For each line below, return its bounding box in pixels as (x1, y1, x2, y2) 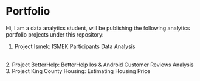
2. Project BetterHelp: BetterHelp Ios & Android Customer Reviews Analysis (5, 61, 194, 68)
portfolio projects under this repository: (5, 30, 104, 38)
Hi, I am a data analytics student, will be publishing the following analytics (5, 24, 190, 32)
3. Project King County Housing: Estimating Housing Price (5, 67, 151, 74)
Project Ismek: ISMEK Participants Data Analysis (14, 43, 136, 50)
